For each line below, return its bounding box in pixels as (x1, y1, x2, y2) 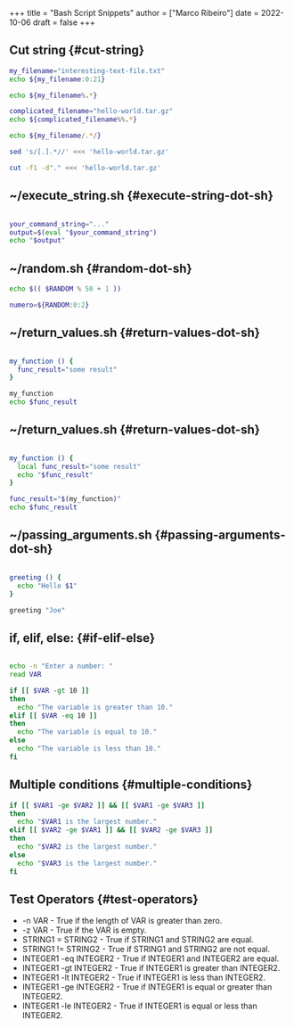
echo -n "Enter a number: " (9, 662, 114, 671)
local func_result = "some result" (17, 462, 142, 471)
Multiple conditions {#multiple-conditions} (9, 777, 253, 793)
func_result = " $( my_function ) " (9, 495, 122, 504)
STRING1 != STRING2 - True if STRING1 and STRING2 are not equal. (21, 944, 270, 955)
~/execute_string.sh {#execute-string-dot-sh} (9, 188, 274, 203)
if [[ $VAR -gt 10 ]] (9, 686, 90, 695)
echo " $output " (9, 236, 66, 245)
